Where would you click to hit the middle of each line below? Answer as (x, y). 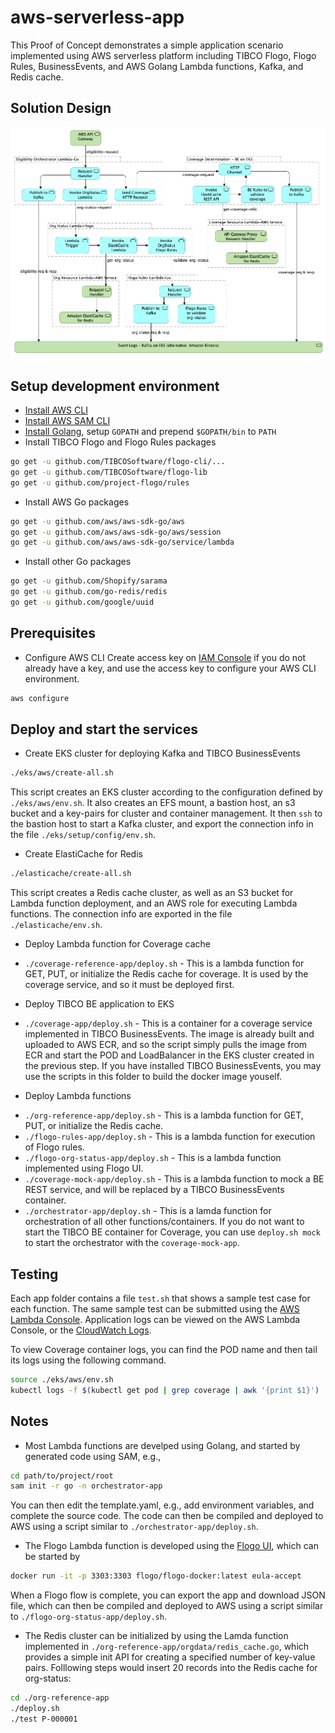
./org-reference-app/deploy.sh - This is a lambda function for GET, (164, 1115)
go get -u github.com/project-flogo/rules (100, 482)
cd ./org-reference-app (60, 1698)
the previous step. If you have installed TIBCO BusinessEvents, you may (173, 1066)
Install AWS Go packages (77, 502)
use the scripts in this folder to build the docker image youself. (153, 1077)
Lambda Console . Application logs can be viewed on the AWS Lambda (155, 1319)
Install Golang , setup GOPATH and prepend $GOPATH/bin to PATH (150, 432)
